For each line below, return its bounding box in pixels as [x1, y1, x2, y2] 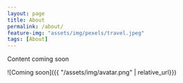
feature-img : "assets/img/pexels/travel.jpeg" [7, 29, 145, 37]
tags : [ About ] [7, 36, 49, 43]
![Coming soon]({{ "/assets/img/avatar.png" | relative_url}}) [7, 68, 177, 77]
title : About [7, 17, 45, 24]
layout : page [7, 10, 45, 17]
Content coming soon [7, 55, 70, 63]
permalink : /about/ [7, 23, 64, 30]
